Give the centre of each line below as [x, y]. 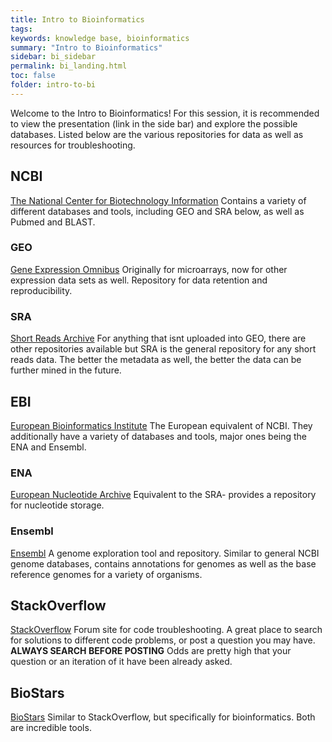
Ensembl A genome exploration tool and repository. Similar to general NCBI [165, 553]
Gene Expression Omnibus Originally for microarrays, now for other [149, 269]
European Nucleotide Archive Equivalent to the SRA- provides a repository [163, 495]
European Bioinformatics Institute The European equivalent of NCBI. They [161, 425]
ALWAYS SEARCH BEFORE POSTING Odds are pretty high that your [151, 651]
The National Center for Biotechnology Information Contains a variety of [158, 200]
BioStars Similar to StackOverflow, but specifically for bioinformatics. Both [163, 717]
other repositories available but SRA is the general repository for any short [163, 349]
